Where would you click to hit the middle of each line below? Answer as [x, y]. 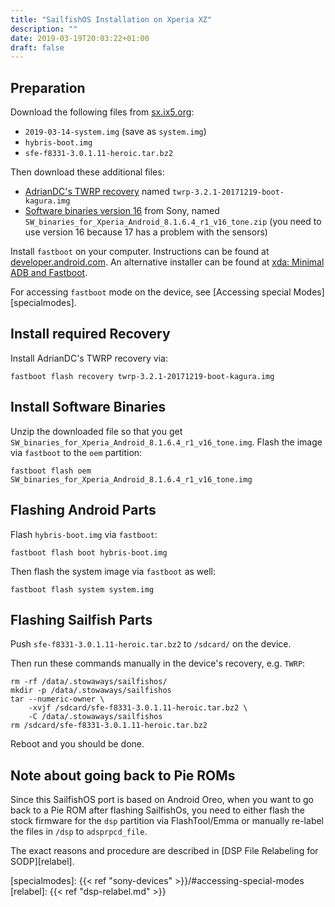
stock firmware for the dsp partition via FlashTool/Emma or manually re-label [167, 821]
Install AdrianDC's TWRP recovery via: [89, 358]
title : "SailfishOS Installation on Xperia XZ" [111, 19]
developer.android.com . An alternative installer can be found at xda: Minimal [167, 262]
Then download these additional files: [87, 172]
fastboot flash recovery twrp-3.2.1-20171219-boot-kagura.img [142, 376]
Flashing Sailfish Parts [81, 619]
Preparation [48, 87]
